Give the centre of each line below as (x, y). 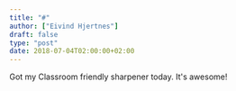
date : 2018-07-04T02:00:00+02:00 (72, 51)
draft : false (34, 34)
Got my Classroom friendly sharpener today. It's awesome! (118, 77)
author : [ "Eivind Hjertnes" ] (64, 26)
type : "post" (34, 43)
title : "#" (30, 18)
